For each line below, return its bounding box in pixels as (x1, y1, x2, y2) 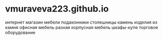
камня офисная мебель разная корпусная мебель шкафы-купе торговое (5, 24, 159, 30)
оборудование (5, 29, 35, 35)
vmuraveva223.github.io (5, 3, 109, 14)
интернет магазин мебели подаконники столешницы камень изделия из (5, 19, 158, 25)
